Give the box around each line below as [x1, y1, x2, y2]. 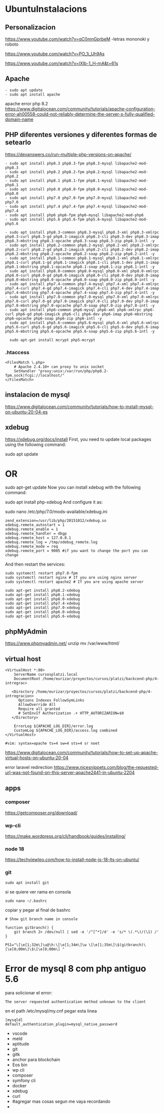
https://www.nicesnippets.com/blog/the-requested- [54, 764, 159, 770]
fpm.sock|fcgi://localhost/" [5, 373, 65, 378]
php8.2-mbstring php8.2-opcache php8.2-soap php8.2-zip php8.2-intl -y [5, 251, 155, 256]
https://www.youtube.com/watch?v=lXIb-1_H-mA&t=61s [5, 61, 118, 66]
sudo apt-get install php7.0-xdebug [5, 605, 80, 610]
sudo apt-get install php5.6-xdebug [5, 614, 80, 619]
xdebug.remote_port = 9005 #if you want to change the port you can [5, 548, 148, 553]
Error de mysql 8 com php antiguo [5, 963, 146, 974]
